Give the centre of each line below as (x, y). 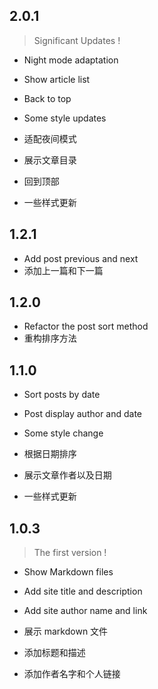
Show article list (57, 79)
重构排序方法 (50, 338)
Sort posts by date (62, 395)
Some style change (63, 433)
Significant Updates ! (77, 40)
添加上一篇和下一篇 (63, 270)
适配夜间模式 (50, 138)
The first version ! (70, 553)
